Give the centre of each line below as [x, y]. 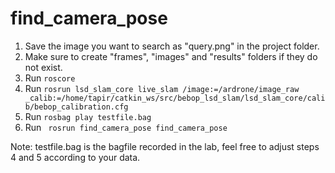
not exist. [43, 67]
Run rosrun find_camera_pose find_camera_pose [126, 127]
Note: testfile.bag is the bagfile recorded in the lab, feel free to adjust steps [165, 146]
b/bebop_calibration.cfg [76, 107]
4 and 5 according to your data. [75, 157]
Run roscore [50, 78]
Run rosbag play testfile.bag [88, 116]
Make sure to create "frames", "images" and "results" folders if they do [171, 56]
